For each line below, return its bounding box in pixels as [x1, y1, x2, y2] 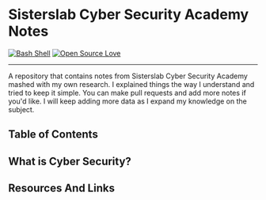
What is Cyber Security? [8, 154, 132, 168]
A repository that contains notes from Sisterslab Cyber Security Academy [8, 71, 248, 81]
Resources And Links [8, 182, 115, 195]
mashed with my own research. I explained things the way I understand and [8, 79, 255, 89]
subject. [8, 104, 35, 114]
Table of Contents [8, 128, 99, 142]
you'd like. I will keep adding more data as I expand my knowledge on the [8, 96, 247, 106]
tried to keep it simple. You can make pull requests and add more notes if [8, 88, 247, 97]
